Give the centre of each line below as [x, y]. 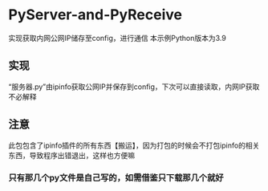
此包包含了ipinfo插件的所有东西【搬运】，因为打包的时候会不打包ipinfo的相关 [134, 145]
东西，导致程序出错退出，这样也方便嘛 [71, 155]
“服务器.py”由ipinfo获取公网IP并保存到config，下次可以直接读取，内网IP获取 [134, 87]
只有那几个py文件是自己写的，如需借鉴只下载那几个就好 [116, 178]
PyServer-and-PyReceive [95, 15]
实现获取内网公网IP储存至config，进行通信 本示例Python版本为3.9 [117, 38]
